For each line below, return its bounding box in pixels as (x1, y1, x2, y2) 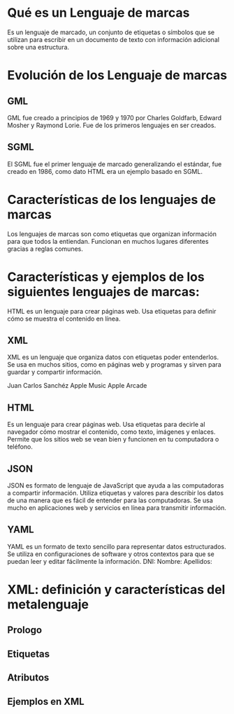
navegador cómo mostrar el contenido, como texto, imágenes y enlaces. (7, 428, 216, 436)
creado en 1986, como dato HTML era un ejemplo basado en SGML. (7, 167, 203, 175)
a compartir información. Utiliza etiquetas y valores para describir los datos (7, 489, 224, 497)
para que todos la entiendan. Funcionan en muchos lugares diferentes (7, 237, 209, 245)
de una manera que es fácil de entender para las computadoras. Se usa (7, 496, 213, 504)
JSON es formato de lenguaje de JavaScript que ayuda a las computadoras (7, 481, 224, 490)
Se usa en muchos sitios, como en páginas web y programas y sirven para (7, 360, 221, 369)
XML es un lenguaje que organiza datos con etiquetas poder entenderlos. (7, 353, 219, 361)
